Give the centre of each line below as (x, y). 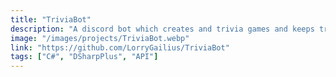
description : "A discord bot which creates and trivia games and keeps (162, 29)
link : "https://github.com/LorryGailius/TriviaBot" (120, 47)
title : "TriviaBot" (51, 19)
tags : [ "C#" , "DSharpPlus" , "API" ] (84, 57)
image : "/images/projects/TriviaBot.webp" (100, 38)
